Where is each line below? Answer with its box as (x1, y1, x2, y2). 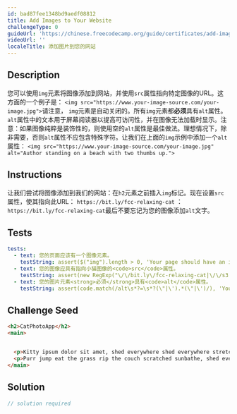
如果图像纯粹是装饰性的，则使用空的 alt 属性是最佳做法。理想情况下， (19, 124, 221, 133)
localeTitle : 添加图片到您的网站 (7, 43, 97, 50)
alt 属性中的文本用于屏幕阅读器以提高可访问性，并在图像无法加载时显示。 (7, 115, 221, 123)
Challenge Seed (7, 304, 79, 316)
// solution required (7, 400, 71, 407)
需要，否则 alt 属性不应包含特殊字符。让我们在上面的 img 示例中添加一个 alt (13, 133, 228, 141)
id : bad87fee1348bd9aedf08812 (7, 10, 97, 18)
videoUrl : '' (7, 37, 46, 44)
